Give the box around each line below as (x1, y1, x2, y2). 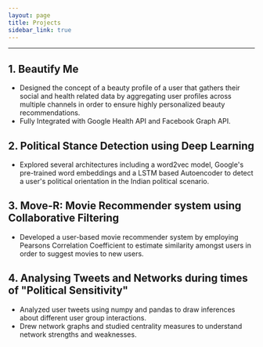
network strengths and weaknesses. (19, 330, 137, 339)
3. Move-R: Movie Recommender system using (8, 199, 242, 212)
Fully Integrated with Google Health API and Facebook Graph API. (19, 117, 231, 126)
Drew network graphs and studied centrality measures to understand (19, 321, 243, 331)
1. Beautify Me (8, 62, 79, 75)
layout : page (8, 11, 51, 20)
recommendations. (19, 108, 81, 117)
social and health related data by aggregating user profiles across (19, 92, 232, 101)
